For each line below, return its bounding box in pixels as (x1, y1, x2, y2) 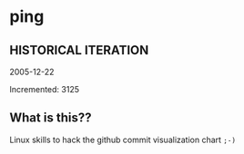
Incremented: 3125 (9, 84, 80, 94)
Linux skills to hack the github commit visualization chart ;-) (9, 134, 237, 145)
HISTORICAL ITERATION (9, 43, 149, 58)
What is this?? (9, 111, 92, 126)
